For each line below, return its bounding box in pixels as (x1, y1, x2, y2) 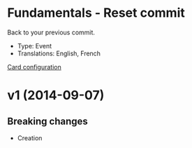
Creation (17, 133, 43, 142)
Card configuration (7, 62, 61, 71)
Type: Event (17, 41, 52, 50)
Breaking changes (7, 115, 89, 127)
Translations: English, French (17, 49, 101, 58)
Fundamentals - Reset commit (7, 5, 185, 21)
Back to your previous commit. (7, 28, 96, 36)
